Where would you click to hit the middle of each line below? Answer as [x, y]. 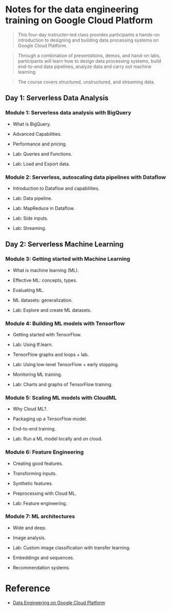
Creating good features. [38, 463]
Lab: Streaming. [29, 228]
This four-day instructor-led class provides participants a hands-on [89, 34]
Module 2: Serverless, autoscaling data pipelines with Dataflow [86, 177]
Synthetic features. [33, 483]
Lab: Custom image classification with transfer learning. [71, 547]
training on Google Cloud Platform [79, 20]
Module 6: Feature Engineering [45, 452]
